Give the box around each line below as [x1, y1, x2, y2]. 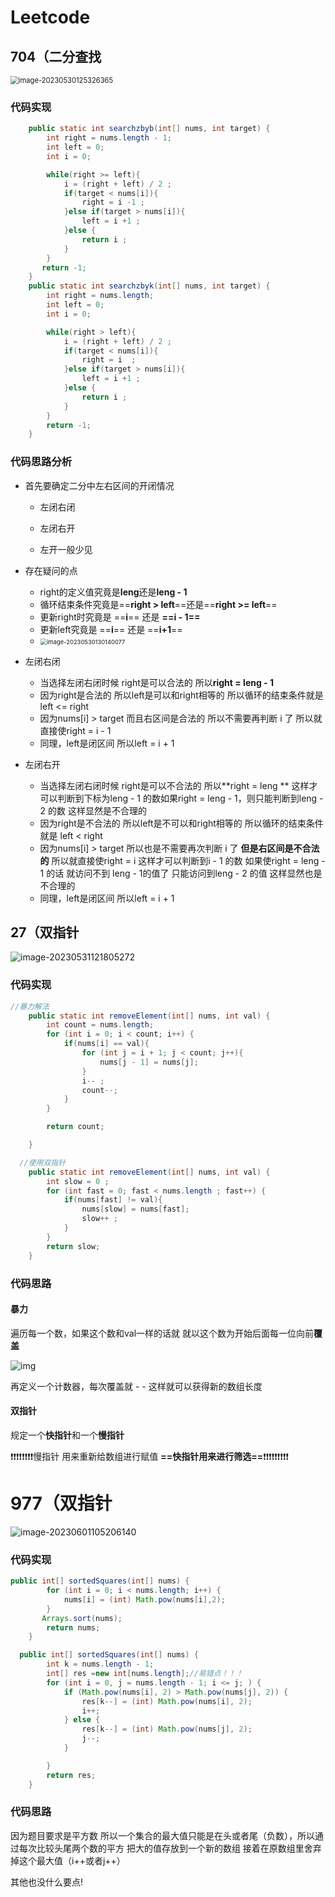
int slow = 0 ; [46, 1176, 110, 1186]
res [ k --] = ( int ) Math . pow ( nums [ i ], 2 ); [81, 1696, 253, 1706]
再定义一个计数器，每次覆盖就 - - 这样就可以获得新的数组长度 [10, 1380, 263, 1392]
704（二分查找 [10, 48, 102, 65]
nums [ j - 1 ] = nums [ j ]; [99, 1057, 199, 1067]
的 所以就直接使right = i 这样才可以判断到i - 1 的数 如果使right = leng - [39, 854, 326, 866]
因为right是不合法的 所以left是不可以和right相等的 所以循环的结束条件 [39, 817, 324, 829]
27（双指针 [10, 924, 80, 941]
